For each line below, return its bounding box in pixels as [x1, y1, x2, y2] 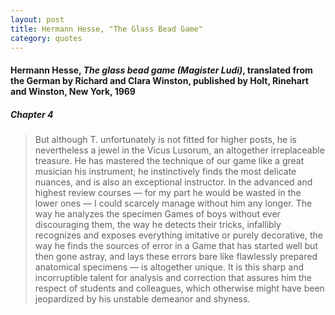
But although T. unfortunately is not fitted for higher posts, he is [34, 133, 297, 145]
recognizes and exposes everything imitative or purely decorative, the [34, 229, 323, 241]
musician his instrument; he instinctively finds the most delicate [34, 165, 297, 177]
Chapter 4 [10, 108, 54, 120]
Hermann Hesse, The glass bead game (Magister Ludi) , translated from [10, 64, 313, 76]
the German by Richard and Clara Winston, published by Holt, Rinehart [10, 74, 309, 86]
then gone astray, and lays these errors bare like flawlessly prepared [34, 250, 318, 262]
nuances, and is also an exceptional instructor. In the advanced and [34, 176, 313, 188]
